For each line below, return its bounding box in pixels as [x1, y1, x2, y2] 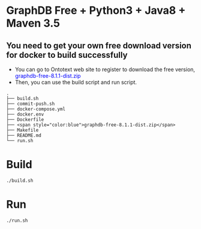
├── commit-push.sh [6, 101, 55, 107]
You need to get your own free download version [6, 40, 192, 51]
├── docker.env [6, 111, 44, 118]
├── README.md [6, 133, 42, 139]
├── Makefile [6, 127, 39, 133]
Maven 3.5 [6, 16, 60, 30]
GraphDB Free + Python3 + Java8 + [6, 4, 186, 17]
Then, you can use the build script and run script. [14, 79, 137, 86]
